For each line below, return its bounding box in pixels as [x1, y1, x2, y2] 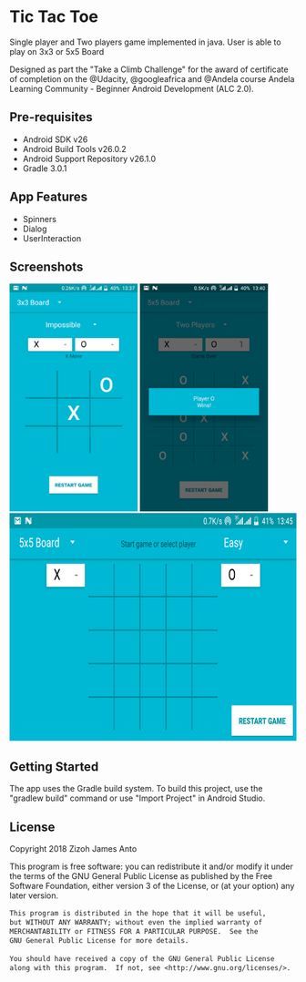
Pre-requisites [9, 109, 93, 125]
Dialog [22, 223, 47, 234]
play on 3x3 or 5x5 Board [9, 46, 105, 56]
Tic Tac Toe [9, 6, 98, 27]
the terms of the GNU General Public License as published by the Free [9, 871, 273, 881]
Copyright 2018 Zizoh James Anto [9, 844, 138, 854]
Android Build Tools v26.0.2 [22, 143, 127, 154]
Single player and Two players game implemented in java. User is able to [9, 36, 281, 47]
